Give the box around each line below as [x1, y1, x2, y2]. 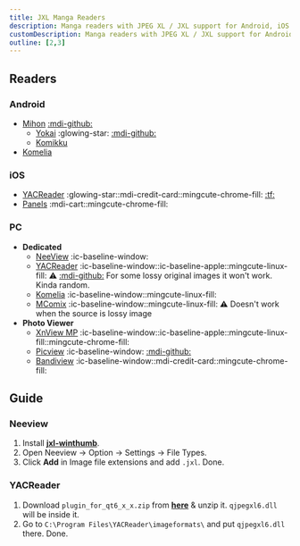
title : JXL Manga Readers [9, 13, 105, 22]
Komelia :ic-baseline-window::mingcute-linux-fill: [35, 289, 217, 299]
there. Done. [21, 528, 69, 539]
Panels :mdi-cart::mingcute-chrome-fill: [21, 198, 169, 210]
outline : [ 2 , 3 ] [9, 38, 66, 47]
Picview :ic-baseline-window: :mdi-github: [35, 346, 192, 357]
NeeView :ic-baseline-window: [35, 251, 149, 262]
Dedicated [21, 241, 62, 252]
